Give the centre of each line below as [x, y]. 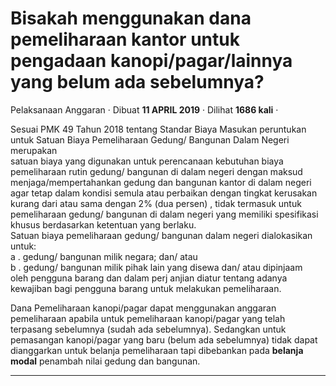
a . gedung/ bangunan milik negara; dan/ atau [104, 256]
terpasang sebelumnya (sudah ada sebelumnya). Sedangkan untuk [148, 329]
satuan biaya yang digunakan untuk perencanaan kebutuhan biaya [147, 161]
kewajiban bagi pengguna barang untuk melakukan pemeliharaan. [146, 288]
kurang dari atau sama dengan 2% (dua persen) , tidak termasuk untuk [156, 203]
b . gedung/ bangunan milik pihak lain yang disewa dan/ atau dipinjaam [156, 267]
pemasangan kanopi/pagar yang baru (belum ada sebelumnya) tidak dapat [164, 339]
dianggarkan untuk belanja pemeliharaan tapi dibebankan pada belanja [157, 350]
